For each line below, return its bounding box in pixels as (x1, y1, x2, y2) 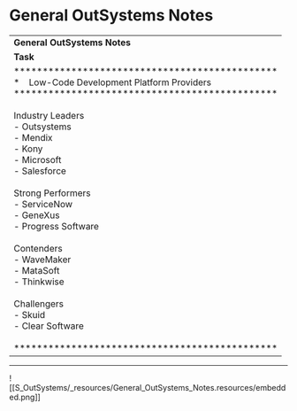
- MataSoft (13, 264, 60, 276)
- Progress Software (13, 220, 100, 232)
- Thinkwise (13, 275, 65, 288)
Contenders (13, 242, 64, 254)
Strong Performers (13, 187, 91, 199)
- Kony (13, 143, 43, 155)
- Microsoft (13, 153, 62, 166)
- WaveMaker (13, 253, 72, 266)
